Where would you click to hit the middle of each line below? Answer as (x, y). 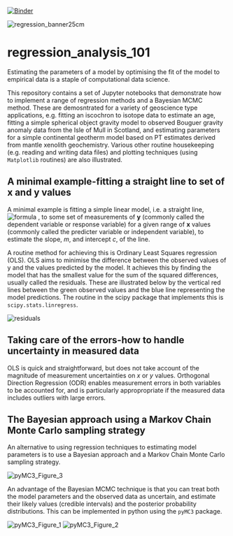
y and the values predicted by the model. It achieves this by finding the (110, 267)
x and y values (39, 193)
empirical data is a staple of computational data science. (89, 79)
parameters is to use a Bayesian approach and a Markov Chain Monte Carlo (116, 455)
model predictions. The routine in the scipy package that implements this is (115, 297)
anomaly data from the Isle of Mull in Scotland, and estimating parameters (114, 130)
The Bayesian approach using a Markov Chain (110, 419)
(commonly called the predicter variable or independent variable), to (106, 231)
